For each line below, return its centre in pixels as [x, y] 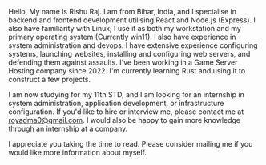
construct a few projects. [49, 79]
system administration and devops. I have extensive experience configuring [133, 45]
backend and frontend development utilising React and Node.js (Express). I [132, 20]
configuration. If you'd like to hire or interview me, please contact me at [126, 112]
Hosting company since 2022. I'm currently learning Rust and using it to [127, 71]
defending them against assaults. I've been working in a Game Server [123, 62]
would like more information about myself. [77, 152]
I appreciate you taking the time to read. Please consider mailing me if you [131, 144]
